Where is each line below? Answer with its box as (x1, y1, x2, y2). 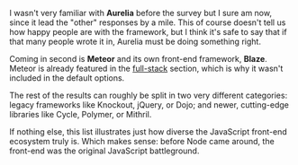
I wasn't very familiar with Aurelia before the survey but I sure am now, (9, 8, 273, 18)
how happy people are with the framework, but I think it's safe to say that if (9, 27, 287, 37)
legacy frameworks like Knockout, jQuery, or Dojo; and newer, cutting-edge (9, 100, 290, 110)
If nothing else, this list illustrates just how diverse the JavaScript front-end (9, 126, 288, 137)
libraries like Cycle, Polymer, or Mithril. (9, 109, 152, 119)
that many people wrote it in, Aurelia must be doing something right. (9, 36, 261, 47)
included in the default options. (9, 73, 125, 83)
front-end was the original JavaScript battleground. (9, 145, 200, 156)
